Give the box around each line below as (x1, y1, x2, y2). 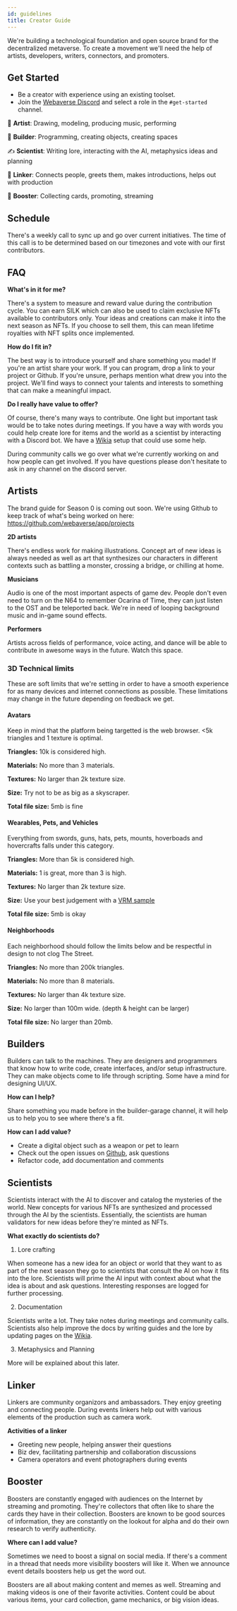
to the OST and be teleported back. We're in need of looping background (7, 603, 220, 612)
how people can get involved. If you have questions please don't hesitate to (7, 457, 227, 466)
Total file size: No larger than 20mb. (7, 1018, 113, 1026)
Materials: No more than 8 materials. (7, 977, 115, 985)
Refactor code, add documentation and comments (17, 1157, 164, 1165)
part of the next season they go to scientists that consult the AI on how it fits (7, 1267, 229, 1275)
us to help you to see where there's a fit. (7, 1114, 125, 1123)
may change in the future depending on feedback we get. (7, 694, 175, 703)
